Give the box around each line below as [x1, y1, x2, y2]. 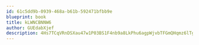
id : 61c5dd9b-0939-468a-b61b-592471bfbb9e [6, 8, 113, 15]
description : [6, 30, 38, 36]
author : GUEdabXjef [6, 25, 54, 31]
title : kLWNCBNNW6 [6, 19, 52, 25]
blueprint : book [6, 14, 46, 20]
